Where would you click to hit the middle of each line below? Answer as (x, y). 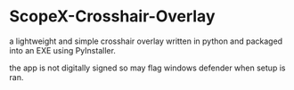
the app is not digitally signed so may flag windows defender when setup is (147, 68)
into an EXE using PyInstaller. (62, 50)
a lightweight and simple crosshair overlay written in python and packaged (146, 41)
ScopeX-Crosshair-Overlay (112, 16)
